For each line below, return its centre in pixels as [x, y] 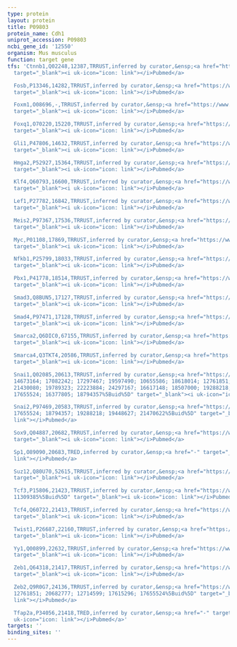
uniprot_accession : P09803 [47, 40]
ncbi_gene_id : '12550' [41, 47]
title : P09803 [28, 27]
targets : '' [25, 626]
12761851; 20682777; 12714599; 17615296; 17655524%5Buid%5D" [105, 593]
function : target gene [41, 60]
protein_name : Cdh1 [36, 33]
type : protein [28, 14]
